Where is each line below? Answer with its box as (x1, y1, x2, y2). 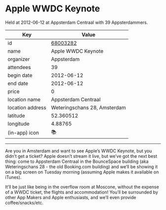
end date (7, 80, 29, 87)
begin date (7, 71, 33, 78)
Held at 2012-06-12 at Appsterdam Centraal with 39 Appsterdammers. (5, 19, 148, 25)
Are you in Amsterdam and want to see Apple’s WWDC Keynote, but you (5, 147, 152, 154)
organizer (7, 56, 30, 63)
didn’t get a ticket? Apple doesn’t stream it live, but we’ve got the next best (5, 153, 157, 159)
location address (7, 104, 46, 111)
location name (7, 96, 41, 103)
